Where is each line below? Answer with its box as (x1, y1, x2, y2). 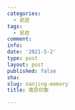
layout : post (7, 61, 44, 68)
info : (7, 42, 22, 49)
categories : (7, 10, 41, 17)
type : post (7, 55, 38, 62)
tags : (7, 23, 22, 30)
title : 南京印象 (7, 87, 49, 93)
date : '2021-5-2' (7, 49, 57, 56)
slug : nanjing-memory (7, 80, 69, 87)
